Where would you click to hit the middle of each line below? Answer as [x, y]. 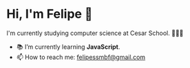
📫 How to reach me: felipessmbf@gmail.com [81, 57]
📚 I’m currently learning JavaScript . [68, 47]
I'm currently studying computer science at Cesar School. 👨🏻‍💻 [95, 33]
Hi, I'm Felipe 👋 [50, 14]
